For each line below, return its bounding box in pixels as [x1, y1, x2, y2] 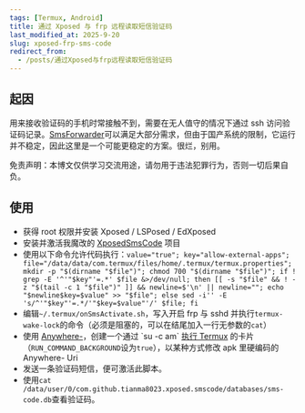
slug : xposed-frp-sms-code [9, 38, 112, 48]
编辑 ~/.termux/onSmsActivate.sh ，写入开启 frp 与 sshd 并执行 [22, 307, 255, 318]
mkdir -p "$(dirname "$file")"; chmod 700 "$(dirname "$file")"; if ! [22, 267, 297, 276]
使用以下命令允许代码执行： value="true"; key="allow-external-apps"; [22, 248, 290, 259]
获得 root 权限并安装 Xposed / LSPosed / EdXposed [22, 226, 217, 237]
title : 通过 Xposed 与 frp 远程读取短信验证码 [9, 22, 173, 31]
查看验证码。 [51, 393, 100, 405]
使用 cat [22, 374, 52, 385]
